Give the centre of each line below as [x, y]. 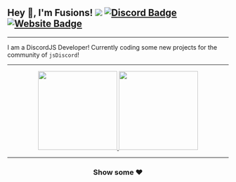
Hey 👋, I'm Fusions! [50, 13]
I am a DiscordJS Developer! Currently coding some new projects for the [112, 47]
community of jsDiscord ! [43, 55]
